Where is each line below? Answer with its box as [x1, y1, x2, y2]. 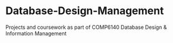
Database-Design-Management [5, 4, 164, 18]
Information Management [5, 29, 67, 37]
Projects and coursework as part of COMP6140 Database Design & [5, 24, 167, 31]
